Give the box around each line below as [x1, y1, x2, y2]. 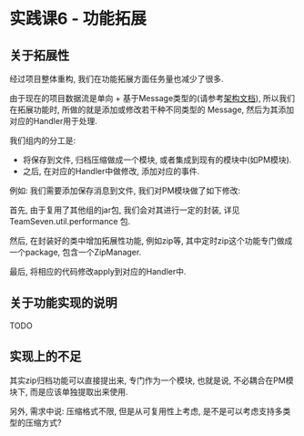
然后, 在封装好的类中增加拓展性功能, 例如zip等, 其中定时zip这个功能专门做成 [9, 235, 293, 246]
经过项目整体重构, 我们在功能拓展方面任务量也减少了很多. [9, 74, 225, 84]
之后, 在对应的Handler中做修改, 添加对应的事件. [22, 166, 200, 176]
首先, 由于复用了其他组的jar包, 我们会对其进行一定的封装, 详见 [9, 204, 240, 215]
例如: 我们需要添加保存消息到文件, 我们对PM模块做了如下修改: [9, 185, 241, 196]
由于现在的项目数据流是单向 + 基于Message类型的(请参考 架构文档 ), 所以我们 [9, 93, 296, 103]
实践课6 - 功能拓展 [9, 8, 147, 29]
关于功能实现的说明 [9, 296, 117, 311]
